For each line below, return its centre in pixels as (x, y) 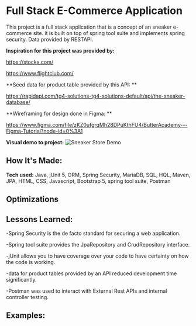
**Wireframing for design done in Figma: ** (59, 113)
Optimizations (32, 200)
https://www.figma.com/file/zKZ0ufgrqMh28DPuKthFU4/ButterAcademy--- (97, 124)
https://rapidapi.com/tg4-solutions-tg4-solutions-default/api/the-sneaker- (96, 96)
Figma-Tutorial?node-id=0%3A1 (44, 131)
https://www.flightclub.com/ (40, 73)
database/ (18, 102)
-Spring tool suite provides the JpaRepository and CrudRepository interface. (98, 244)
